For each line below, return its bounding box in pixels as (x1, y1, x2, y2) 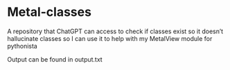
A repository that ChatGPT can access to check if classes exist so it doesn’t (7, 27, 224, 35)
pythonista (7, 42, 38, 50)
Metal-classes (7, 4, 92, 20)
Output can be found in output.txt (7, 55, 103, 63)
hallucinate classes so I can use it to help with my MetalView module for (7, 34, 213, 42)
